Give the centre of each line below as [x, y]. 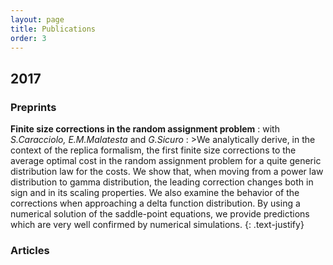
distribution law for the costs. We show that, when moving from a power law [167, 172]
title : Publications [53, 29]
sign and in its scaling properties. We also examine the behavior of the [155, 193]
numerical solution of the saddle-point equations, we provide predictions [160, 214]
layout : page [37, 19]
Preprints [33, 107]
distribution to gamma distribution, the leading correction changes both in [162, 182]
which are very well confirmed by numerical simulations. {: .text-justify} [157, 225]
